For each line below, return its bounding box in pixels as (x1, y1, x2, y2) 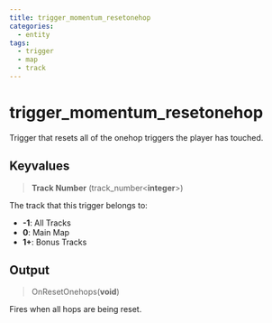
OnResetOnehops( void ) (31, 286, 120, 298)
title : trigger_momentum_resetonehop (9, 13, 151, 23)
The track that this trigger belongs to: (9, 199, 149, 210)
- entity (17, 30, 50, 39)
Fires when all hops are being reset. (9, 304, 142, 315)
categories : (9, 22, 54, 31)
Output (9, 263, 50, 278)
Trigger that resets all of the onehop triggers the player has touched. (9, 132, 264, 143)
